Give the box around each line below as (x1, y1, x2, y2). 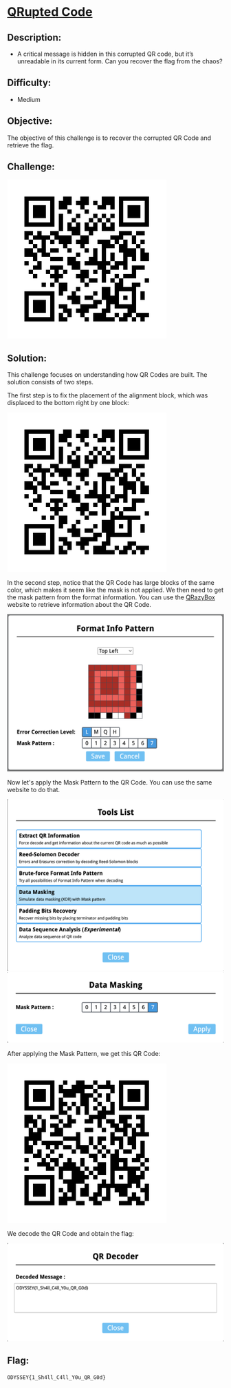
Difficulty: (7, 77, 52, 89)
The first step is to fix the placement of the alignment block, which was (7, 391, 208, 400)
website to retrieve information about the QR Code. (7, 601, 151, 609)
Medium (16, 95, 41, 103)
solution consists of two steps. (7, 378, 94, 386)
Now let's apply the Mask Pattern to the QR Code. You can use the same (7, 778, 212, 787)
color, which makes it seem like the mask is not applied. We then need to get (7, 586, 224, 594)
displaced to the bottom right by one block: (7, 399, 129, 407)
